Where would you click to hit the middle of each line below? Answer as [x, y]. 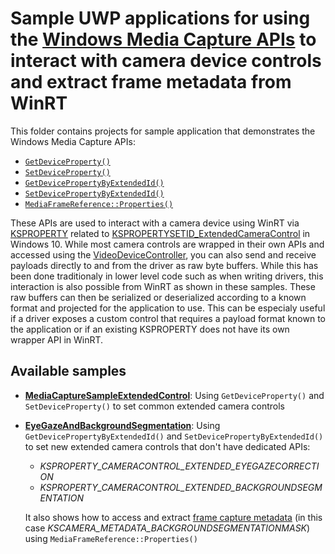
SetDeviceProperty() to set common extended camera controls [154, 406]
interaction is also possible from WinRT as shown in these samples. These [163, 286]
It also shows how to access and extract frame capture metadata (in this [173, 517]
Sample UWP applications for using [160, 18]
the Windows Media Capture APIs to [163, 39]
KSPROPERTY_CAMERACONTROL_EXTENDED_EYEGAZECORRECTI [179, 466]
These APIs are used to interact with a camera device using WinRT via [155, 223]
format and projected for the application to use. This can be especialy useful [168, 308]
